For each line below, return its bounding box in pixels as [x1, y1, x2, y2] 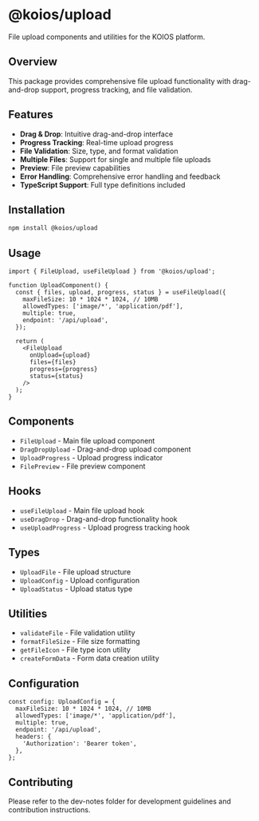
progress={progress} [29, 365, 98, 373]
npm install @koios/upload [8, 224, 98, 232]
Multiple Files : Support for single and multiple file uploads [19, 154, 211, 164]
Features [8, 108, 53, 121]
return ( [15, 337, 45, 345]
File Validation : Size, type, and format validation [19, 146, 179, 156]
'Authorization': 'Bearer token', [22, 740, 137, 748]
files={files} [29, 358, 77, 366]
